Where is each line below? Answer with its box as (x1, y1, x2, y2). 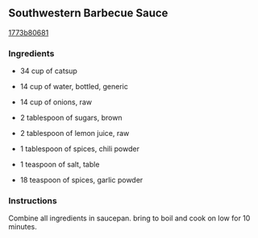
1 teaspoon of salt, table (19, 160, 100, 170)
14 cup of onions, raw (19, 97, 93, 107)
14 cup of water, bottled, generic (19, 82, 129, 92)
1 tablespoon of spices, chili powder (19, 144, 139, 154)
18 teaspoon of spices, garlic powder (19, 175, 144, 185)
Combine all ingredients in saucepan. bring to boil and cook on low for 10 (8, 213, 251, 224)
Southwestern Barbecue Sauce (8, 6, 169, 20)
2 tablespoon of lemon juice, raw (19, 129, 130, 138)
